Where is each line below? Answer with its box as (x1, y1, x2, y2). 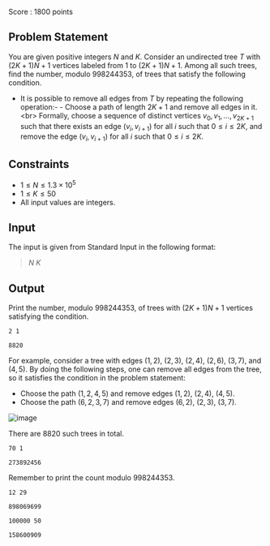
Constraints (8, 157, 70, 171)
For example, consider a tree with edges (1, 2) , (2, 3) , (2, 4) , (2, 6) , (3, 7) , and (8, 356, 262, 366)
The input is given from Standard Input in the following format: (8, 243, 216, 252)
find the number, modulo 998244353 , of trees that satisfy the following (8, 69, 246, 79)
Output (8, 282, 45, 295)
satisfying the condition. (8, 312, 89, 321)
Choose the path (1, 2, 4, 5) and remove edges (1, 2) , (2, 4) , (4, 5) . (19, 389, 235, 398)
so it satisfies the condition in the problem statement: (8, 373, 186, 383)
